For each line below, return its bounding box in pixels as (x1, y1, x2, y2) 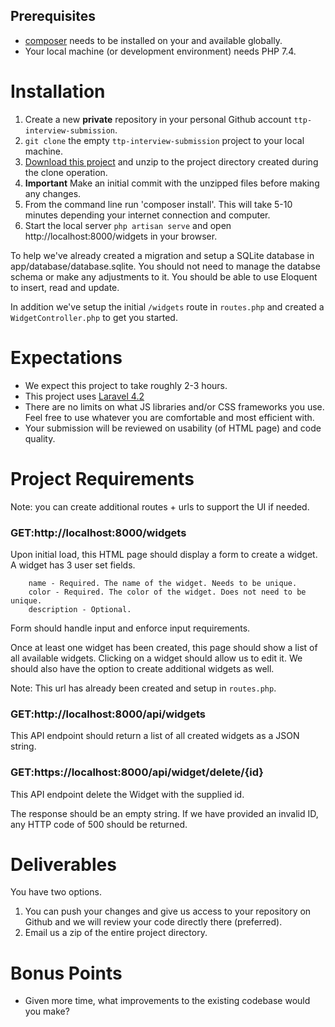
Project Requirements (10, 467, 195, 490)
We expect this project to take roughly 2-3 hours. (24, 379, 228, 391)
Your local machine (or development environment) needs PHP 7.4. (24, 45, 297, 57)
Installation (10, 80, 106, 103)
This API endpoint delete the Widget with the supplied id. (10, 788, 245, 800)
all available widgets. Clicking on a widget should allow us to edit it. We (10, 652, 303, 664)
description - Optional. (28, 604, 132, 614)
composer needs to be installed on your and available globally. (24, 34, 283, 46)
